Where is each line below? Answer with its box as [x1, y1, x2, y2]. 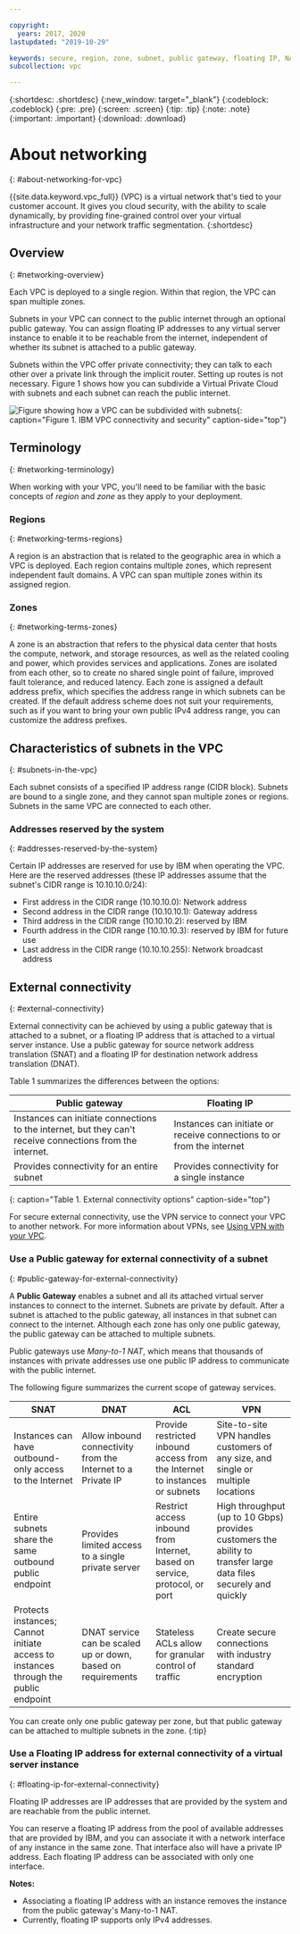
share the [13, 1533, 54, 1546]
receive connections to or [173, 1129, 281, 1141]
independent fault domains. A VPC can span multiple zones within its [9, 569, 263, 580]
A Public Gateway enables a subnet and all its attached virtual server [9, 1290, 264, 1301]
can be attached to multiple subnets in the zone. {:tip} [9, 1725, 207, 1736]
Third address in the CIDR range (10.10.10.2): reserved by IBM [21, 916, 247, 927]
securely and [216, 1578, 271, 1590]
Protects [13, 1604, 49, 1616]
